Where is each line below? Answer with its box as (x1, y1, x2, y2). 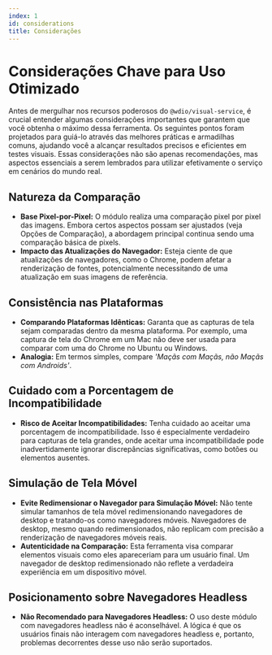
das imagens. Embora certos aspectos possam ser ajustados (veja (19, 220, 243, 230)
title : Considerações (8, 27, 82, 35)
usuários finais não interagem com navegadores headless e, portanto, (19, 629, 255, 639)
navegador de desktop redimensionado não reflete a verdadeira (19, 558, 234, 568)
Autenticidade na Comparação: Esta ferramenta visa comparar (19, 541, 234, 551)
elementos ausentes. (19, 453, 91, 462)
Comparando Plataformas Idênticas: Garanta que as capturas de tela (19, 317, 255, 327)
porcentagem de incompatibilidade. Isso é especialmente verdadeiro (19, 427, 250, 436)
